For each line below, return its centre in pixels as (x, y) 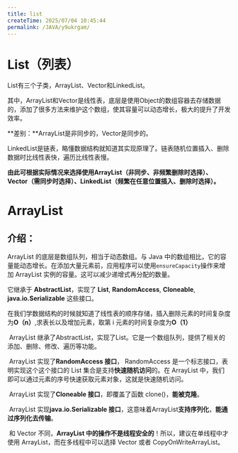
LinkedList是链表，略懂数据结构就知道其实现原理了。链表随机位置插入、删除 (118, 148)
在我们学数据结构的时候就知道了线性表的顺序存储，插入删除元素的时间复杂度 (119, 314)
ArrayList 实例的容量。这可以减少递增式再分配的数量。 (95, 275)
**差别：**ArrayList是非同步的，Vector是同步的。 (80, 133)
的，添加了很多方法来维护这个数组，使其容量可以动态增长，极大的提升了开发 (119, 109)
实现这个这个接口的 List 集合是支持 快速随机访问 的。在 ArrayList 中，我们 (119, 371)
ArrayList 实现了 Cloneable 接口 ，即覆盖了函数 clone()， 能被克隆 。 (106, 394)
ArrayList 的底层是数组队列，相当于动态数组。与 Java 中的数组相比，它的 (114, 257)
